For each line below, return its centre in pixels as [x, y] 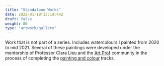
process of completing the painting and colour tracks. [60, 58]
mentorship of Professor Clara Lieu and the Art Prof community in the [76, 53]
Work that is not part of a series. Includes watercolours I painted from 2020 [82, 42]
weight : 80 [16, 24]
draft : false [19, 19]
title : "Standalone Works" [33, 10]
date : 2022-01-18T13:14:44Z [34, 14]
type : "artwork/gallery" [31, 28]
